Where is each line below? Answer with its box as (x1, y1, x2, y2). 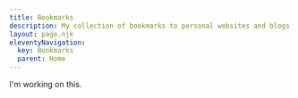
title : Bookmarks (9, 12, 74, 22)
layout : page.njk (9, 29, 74, 38)
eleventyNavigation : (9, 37, 87, 47)
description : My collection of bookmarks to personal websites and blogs (9, 21, 291, 30)
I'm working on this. (9, 79, 82, 89)
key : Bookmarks (17, 46, 74, 55)
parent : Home (17, 54, 66, 63)
